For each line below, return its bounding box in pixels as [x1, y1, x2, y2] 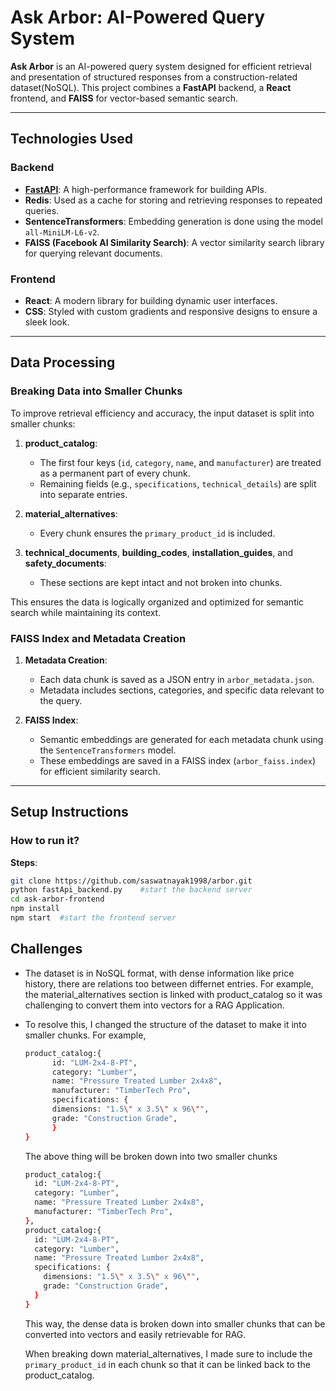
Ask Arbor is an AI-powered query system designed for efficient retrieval [10, 60, 312, 72]
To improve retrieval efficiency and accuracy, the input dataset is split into [10, 407, 315, 419]
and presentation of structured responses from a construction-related [10, 71, 298, 83]
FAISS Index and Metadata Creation [10, 631, 187, 645]
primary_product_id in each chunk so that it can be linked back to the [24, 1358, 311, 1370]
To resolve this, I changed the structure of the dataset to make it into [24, 1018, 307, 1030]
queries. [24, 204, 60, 216]
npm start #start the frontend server [10, 913, 177, 923]
